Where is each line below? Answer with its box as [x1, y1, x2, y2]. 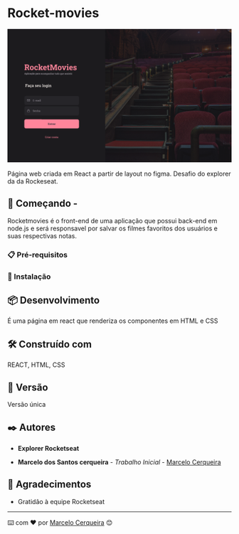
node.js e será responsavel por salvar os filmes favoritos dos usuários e [7, 224, 218, 233]
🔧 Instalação [7, 272, 51, 282]
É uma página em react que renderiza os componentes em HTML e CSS [7, 316, 218, 325]
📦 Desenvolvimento [7, 294, 100, 306]
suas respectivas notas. [7, 231, 77, 240]
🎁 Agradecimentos [7, 479, 92, 491]
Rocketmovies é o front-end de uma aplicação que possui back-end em [7, 216, 218, 225]
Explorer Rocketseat [17, 444, 80, 452]
